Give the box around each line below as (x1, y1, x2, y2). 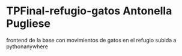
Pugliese (6, 17, 51, 30)
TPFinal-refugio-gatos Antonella (6, 4, 172, 18)
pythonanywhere (6, 43, 48, 50)
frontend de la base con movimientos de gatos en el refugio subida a (6, 36, 177, 43)
